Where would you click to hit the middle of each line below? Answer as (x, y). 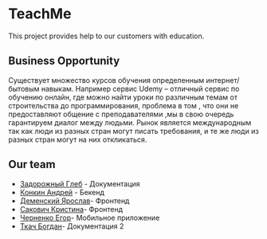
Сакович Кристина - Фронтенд (71, 209)
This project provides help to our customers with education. (106, 36)
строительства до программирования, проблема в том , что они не (124, 105)
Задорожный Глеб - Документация (80, 183)
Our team (32, 165)
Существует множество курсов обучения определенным (106, 80)
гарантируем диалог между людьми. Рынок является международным (130, 122)
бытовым (24, 88)
